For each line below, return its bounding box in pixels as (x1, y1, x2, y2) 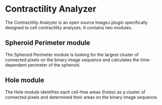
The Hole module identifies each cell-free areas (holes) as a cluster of (5, 89, 145, 95)
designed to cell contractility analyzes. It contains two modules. (5, 24, 133, 30)
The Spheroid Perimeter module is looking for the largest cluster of (5, 52, 139, 57)
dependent (5, 62, 27, 68)
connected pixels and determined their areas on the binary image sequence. (5, 94, 158, 100)
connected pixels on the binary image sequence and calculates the (5, 57, 140, 63)
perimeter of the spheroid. (28, 62, 81, 68)
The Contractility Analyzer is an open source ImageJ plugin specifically (5, 19, 148, 25)
